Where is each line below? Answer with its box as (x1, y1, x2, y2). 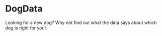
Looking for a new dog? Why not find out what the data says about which (5, 19, 157, 25)
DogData (5, 3, 43, 14)
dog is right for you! (5, 24, 46, 30)
